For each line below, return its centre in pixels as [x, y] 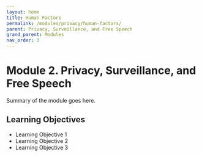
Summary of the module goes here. [51, 100]
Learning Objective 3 [42, 147]
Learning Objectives [46, 120]
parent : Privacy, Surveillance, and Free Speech [69, 29]
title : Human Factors [34, 18]
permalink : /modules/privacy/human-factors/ [64, 23]
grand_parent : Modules [35, 35]
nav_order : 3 [23, 40]
